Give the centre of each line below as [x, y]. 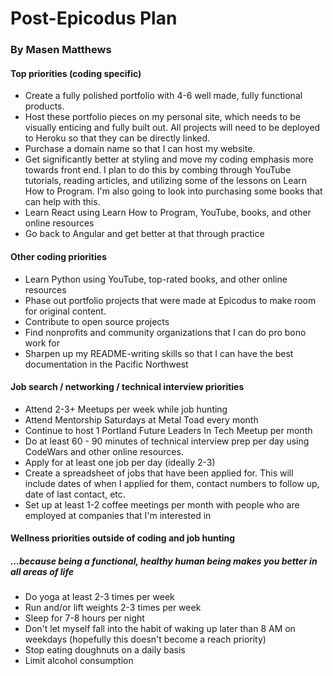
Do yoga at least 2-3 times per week [99, 597]
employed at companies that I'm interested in [118, 515]
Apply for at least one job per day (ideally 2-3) [120, 462]
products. [44, 106]
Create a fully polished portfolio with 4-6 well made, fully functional [163, 96]
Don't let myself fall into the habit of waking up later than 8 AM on [160, 629]
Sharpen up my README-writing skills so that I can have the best [159, 353]
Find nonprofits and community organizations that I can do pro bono [165, 332]
